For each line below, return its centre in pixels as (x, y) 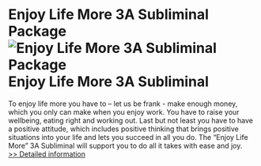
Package (38, 31)
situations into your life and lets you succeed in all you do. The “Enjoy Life (128, 137)
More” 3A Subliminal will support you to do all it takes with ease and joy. (125, 145)
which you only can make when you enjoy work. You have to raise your (124, 111)
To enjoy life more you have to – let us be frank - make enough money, (123, 104)
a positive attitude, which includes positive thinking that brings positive (123, 129)
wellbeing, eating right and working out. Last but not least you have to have (131, 120)
